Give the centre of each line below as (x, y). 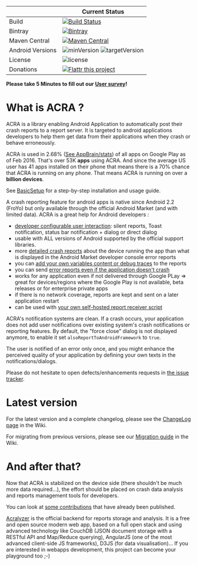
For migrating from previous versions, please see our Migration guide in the (97, 436)
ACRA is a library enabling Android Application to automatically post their (94, 124)
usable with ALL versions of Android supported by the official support (99, 238)
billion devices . (25, 179)
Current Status (103, 11)
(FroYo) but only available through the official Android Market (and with (92, 208)
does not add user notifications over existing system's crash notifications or (98, 325)
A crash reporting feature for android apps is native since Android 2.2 (90, 202)
